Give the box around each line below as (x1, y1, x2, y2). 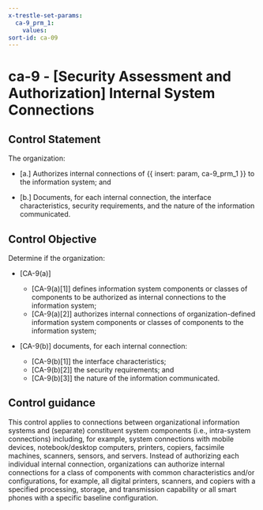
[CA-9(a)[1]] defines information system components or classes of (31, 284, 248, 293)
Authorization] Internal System (8, 85, 216, 103)
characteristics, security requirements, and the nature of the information (19, 201, 255, 210)
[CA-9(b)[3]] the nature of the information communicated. (31, 373, 220, 383)
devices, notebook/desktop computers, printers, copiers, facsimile (8, 442, 225, 451)
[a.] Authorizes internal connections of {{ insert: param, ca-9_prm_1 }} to (19, 169, 255, 179)
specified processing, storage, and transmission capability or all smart (8, 484, 237, 494)
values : (22, 26, 47, 34)
